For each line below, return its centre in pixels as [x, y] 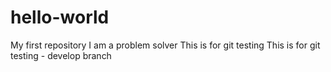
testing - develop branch [61, 55]
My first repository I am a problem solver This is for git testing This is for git [165, 45]
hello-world [60, 17]
